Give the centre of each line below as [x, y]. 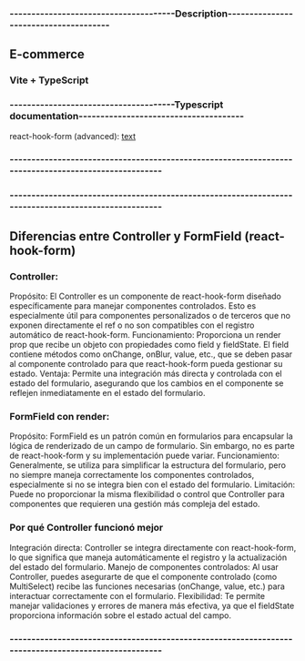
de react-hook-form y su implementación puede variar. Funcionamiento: [145, 456]
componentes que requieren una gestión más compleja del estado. [135, 504]
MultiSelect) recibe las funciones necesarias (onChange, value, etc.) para [147, 586]
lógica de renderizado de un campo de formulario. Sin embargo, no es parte [152, 446]
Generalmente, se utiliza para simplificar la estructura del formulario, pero [148, 465]
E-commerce [47, 54]
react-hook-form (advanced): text [73, 136]
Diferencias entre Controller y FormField [126, 236]
